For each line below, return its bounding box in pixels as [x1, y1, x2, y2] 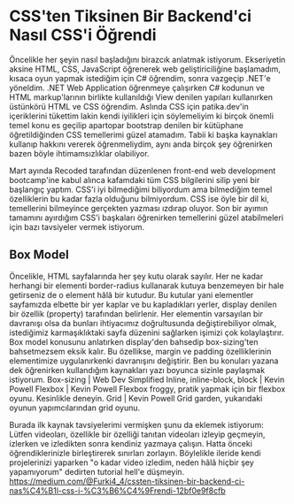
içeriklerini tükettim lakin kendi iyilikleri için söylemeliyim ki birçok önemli [9, 111, 275, 121]
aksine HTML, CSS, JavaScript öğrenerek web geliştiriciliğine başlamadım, [9, 64, 282, 74]
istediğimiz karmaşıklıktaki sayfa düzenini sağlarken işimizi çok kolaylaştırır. [9, 327, 284, 338]
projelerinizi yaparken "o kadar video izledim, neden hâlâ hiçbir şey [9, 457, 254, 468]
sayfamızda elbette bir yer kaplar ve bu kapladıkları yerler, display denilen [9, 299, 277, 309]
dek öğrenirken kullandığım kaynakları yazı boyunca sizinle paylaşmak [9, 364, 266, 375]
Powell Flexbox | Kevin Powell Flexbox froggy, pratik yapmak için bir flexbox [9, 383, 286, 394]
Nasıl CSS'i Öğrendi [9, 25, 157, 45]
